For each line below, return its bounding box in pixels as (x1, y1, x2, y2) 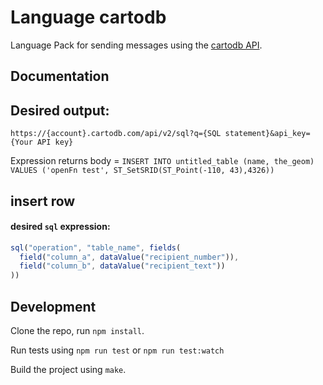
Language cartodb (10, 6, 167, 29)
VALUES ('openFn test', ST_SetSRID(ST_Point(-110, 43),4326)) (10, 166, 275, 176)
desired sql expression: (10, 221, 111, 233)
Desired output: (10, 102, 110, 119)
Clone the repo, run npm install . (10, 325, 145, 337)
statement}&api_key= (224, 129, 311, 139)
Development (10, 298, 97, 315)
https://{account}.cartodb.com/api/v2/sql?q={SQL (10, 129, 222, 139)
